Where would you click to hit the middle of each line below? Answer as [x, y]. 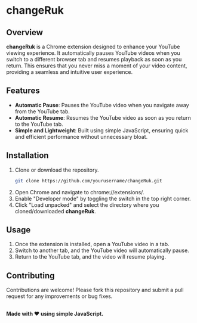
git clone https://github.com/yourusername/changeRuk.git [88, 181]
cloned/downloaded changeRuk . [56, 211]
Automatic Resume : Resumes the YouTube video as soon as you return [103, 117]
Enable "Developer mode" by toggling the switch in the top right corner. [103, 198]
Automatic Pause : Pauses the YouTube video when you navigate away [102, 105]
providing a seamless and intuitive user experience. [70, 72]
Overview [25, 32]
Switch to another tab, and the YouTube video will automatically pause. [102, 250]
